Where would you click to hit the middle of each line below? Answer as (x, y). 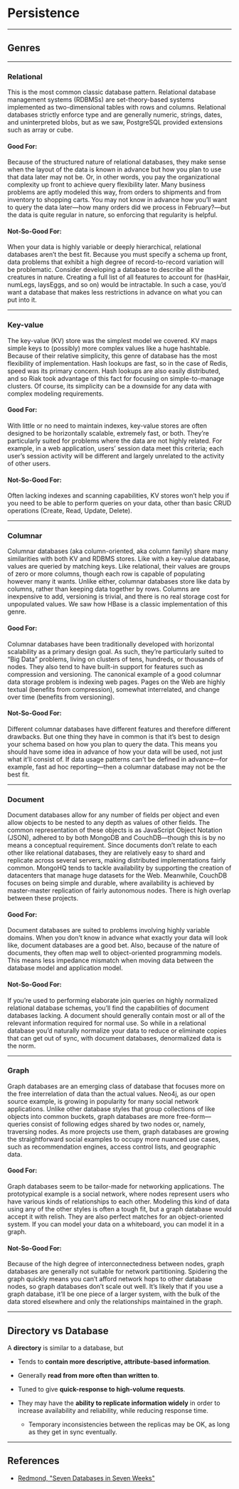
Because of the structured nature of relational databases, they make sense (117, 162)
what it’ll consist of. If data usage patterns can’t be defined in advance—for (118, 759)
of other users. (29, 463)
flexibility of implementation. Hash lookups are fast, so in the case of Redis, (118, 363)
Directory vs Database (58, 1331)
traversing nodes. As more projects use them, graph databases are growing (118, 1131)
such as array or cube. (40, 130)
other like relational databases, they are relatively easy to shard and (106, 853)
